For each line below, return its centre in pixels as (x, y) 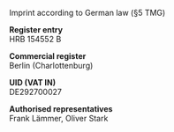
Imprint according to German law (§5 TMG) (87, 13)
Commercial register (48, 56)
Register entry (36, 29)
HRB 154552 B (35, 39)
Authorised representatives (61, 109)
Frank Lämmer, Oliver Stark (59, 118)
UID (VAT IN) (32, 82)
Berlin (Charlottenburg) (51, 66)
